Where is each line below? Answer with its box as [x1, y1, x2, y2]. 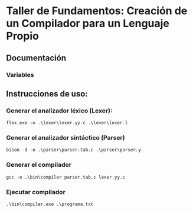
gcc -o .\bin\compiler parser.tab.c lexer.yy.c [6, 174, 126, 180]
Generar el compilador [6, 161, 72, 169]
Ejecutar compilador [6, 188, 66, 196]
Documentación [6, 53, 67, 63]
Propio [6, 30, 40, 43]
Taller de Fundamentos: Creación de [6, 4, 188, 18]
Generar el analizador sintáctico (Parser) [6, 134, 125, 142]
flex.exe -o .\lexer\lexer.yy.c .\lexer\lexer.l [6, 120, 128, 126]
